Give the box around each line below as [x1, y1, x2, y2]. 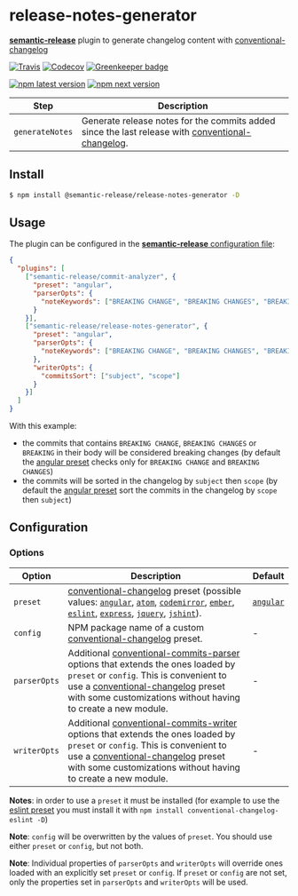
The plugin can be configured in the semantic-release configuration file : [9, 239, 275, 250]
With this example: [9, 421, 77, 432]
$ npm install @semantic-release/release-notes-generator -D [9, 190, 240, 200]
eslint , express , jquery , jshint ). [67, 607, 202, 619]
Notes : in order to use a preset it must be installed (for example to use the [9, 795, 280, 805]
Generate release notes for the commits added [81, 115, 276, 127]
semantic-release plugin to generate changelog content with [9, 35, 233, 45]
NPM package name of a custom [67, 621, 205, 633]
